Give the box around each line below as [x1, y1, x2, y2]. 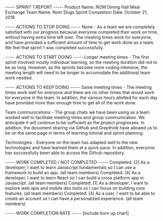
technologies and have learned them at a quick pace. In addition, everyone [5, 145, 155, 150]
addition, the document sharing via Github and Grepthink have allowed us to [5, 125, 157, 131]
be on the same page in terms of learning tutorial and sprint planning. [5, 130, 144, 136]
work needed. [5, 75, 33, 80]
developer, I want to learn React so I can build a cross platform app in [5, 175, 144, 181]
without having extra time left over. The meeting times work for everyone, [5, 34, 152, 40]
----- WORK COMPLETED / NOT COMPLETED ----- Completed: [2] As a [5, 160, 150, 165]
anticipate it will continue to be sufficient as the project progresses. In [5, 120, 145, 125]
